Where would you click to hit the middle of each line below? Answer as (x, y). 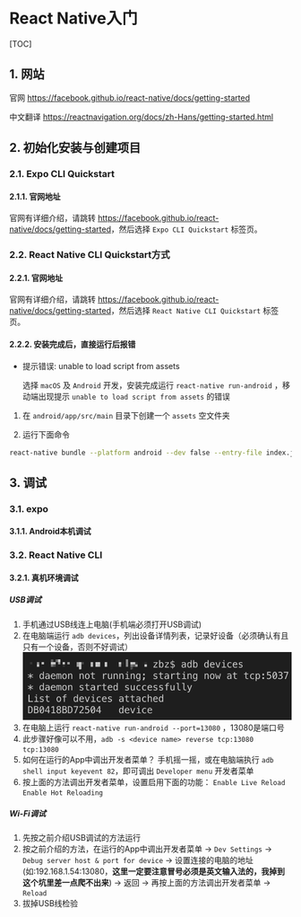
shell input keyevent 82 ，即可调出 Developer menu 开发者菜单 (138, 771)
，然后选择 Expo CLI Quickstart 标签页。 (186, 229)
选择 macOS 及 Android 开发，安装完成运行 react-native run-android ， (152, 385)
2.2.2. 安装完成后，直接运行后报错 (73, 344)
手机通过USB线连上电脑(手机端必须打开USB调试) (112, 624)
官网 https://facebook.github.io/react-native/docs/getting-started (130, 97)
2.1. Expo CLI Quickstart (62, 174)
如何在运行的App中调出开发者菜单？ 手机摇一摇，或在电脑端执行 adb (148, 759)
